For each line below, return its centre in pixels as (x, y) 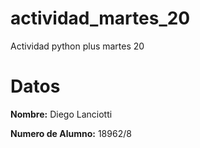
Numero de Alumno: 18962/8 (71, 133)
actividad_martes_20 (100, 18)
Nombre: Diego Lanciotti (61, 114)
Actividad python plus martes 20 (77, 46)
